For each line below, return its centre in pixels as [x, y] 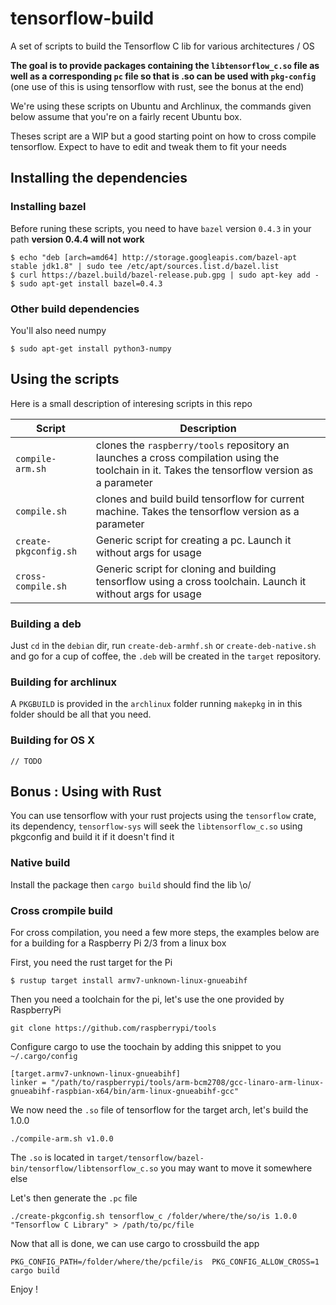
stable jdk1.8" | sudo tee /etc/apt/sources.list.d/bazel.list [145, 266]
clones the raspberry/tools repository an [192, 445]
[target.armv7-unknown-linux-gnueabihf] [96, 1074]
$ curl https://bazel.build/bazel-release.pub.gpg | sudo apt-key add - [165, 275]
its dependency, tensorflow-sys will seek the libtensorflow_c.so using [156, 826]
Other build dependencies [75, 309]
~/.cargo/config [44, 1057]
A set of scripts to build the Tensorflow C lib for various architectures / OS [162, 46]
